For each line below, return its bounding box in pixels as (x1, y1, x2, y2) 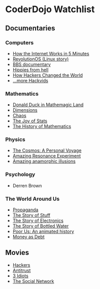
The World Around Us (5, 195, 60, 202)
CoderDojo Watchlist (5, 4, 95, 15)
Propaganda (12, 207, 39, 213)
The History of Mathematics (12, 123, 72, 130)
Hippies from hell (12, 67, 49, 73)
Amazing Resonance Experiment (12, 153, 81, 159)
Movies (5, 248, 29, 257)
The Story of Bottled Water (12, 223, 69, 229)
